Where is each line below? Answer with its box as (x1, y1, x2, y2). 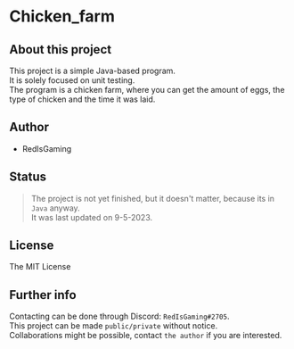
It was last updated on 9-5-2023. (30, 212, 153, 222)
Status (9, 170, 47, 185)
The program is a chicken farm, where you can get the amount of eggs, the (9, 85, 285, 95)
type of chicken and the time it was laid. (9, 94, 156, 104)
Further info (9, 287, 78, 303)
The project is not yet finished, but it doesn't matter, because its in (30, 193, 274, 204)
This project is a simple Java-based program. (9, 65, 176, 76)
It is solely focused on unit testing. (9, 75, 135, 86)
